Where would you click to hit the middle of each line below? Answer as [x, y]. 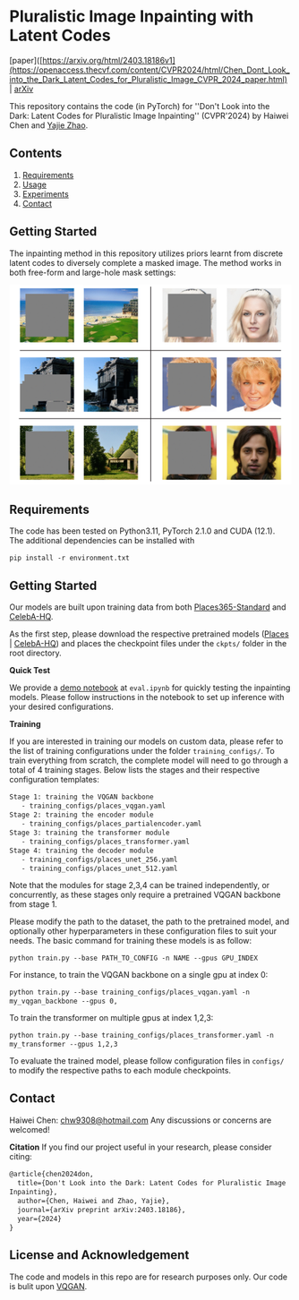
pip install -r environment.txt [69, 558]
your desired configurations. [61, 707]
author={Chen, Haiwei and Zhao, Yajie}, [94, 1201]
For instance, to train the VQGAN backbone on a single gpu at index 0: [139, 975]
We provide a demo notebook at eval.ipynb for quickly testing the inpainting [150, 688]
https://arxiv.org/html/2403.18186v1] [109, 60]
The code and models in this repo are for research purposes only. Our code [149, 1277]
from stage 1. [34, 904]
